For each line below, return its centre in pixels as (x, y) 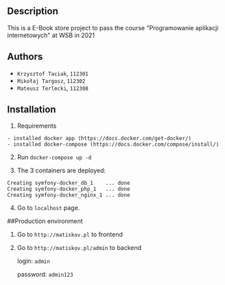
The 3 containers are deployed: (61, 170)
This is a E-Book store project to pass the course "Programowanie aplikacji (113, 27)
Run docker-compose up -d (54, 157)
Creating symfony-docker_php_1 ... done (69, 189)
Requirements (37, 126)
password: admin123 (45, 275)
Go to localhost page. (48, 208)
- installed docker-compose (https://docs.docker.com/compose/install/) (113, 145)
